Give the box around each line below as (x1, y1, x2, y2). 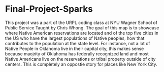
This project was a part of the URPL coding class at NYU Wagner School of (5, 20, 158, 25)
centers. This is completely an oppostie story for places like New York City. (5, 61, 158, 67)
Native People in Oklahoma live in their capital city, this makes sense (5, 46, 144, 51)
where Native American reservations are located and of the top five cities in (5, 30, 159, 36)
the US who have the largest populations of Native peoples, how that (5, 35, 145, 41)
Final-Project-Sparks (5, 3, 93, 15)
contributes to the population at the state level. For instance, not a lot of (5, 40, 150, 46)
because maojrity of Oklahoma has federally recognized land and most (5, 50, 149, 57)
